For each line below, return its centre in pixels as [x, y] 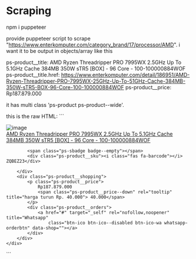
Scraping [29, 11]
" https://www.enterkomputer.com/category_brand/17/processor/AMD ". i [93, 45]
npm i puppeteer [26, 27]
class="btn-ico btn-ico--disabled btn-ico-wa [105, 223]
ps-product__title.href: [33, 75]
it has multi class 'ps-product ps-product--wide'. [65, 105]
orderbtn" [18, 228]
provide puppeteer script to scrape [49, 38]
